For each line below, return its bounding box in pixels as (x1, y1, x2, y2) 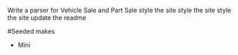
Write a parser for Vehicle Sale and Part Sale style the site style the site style (7, 6, 232, 14)
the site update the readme (7, 13, 87, 22)
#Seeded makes (7, 28, 55, 35)
